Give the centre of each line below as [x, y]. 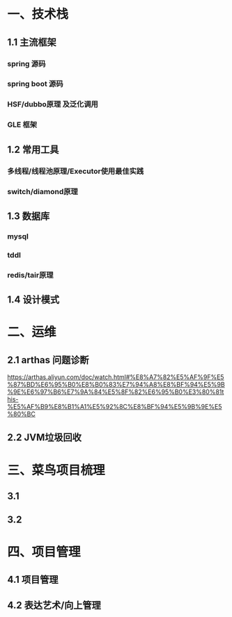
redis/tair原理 [30, 275]
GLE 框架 [22, 125]
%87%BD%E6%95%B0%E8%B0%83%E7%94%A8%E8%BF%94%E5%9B [116, 385]
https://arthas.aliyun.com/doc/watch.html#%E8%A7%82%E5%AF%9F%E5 [116, 377]
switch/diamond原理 [42, 191]
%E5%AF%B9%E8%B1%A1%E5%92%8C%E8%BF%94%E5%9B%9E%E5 [115, 407]
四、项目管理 [44, 552]
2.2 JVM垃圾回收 [44, 438]
